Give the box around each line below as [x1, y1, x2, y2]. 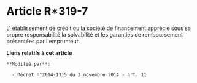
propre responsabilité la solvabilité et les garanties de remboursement [6, 31, 183, 38]
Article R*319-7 [6, 4, 88, 18]
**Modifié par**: [6, 61, 51, 67]
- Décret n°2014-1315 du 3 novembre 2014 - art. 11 [12, 71, 147, 78]
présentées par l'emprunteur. [6, 37, 80, 45]
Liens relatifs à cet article [6, 49, 72, 56]
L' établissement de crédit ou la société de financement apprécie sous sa [6, 24, 191, 32]
